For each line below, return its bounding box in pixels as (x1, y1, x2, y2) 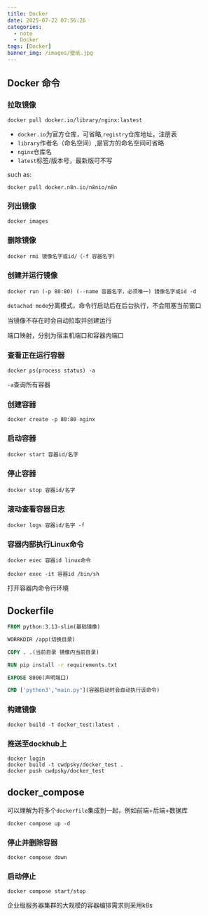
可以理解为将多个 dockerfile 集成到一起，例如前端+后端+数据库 (7, 806, 188, 814)
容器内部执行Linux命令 (7, 539, 84, 549)
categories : (7, 23, 42, 30)
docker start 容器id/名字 (7, 451, 79, 458)
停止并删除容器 (7, 837, 58, 847)
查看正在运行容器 (7, 351, 65, 361)
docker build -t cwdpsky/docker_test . (7, 761, 124, 768)
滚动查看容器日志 (7, 504, 65, 514)
